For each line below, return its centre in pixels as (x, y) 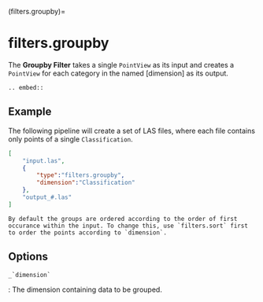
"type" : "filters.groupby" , (81, 175)
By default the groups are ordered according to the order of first (123, 219)
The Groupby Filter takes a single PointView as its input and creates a (121, 64)
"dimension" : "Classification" (86, 183)
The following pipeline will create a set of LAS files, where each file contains (132, 131)
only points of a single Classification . (71, 139)
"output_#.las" (47, 197)
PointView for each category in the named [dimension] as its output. (118, 73)
